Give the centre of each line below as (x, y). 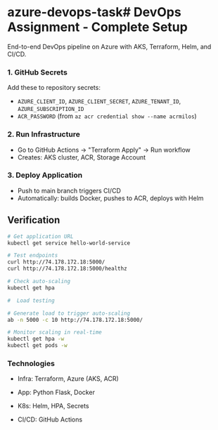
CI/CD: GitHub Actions (50, 419)
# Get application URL (40, 236)
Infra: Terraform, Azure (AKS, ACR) (68, 379)
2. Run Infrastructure (44, 134)
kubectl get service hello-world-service (69, 243)
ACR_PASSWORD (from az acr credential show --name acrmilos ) (107, 116)
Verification (34, 220)
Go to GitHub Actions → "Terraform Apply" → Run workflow (104, 150)
